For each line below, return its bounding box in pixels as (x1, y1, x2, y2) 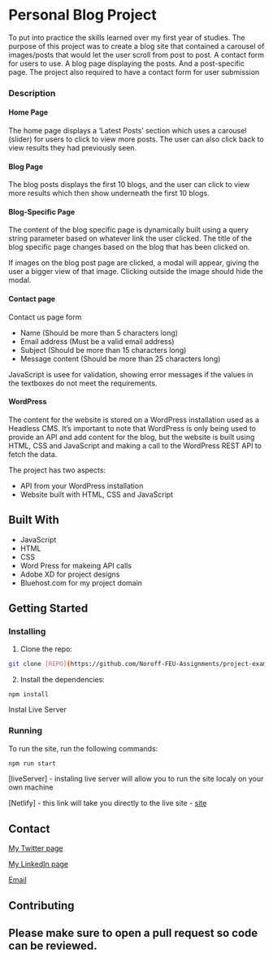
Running (8, 725, 43, 737)
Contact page (8, 294, 55, 304)
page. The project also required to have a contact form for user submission (8, 67, 260, 76)
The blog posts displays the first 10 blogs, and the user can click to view (8, 180, 250, 189)
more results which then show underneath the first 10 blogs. (8, 189, 210, 198)
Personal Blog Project (8, 6, 157, 24)
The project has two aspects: (8, 465, 106, 475)
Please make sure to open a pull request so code (8, 926, 258, 940)
